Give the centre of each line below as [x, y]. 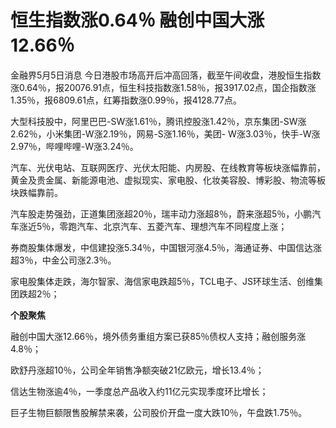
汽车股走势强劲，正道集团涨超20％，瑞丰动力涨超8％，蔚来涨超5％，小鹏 [161, 213]
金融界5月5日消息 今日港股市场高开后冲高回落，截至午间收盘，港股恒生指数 [166, 75]
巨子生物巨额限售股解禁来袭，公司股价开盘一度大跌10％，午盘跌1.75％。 [159, 412]
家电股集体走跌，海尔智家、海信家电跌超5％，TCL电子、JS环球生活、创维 [162, 281]
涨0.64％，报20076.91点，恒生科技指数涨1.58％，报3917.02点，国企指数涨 [163, 87]
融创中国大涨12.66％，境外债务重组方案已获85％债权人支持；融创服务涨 [158, 336]
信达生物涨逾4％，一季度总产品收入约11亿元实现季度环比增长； [139, 391]
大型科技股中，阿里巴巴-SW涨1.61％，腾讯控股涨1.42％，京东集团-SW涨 [158, 121]
